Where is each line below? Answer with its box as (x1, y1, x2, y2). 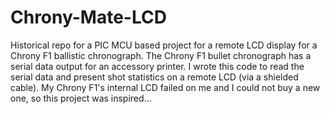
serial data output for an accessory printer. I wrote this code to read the (10, 60, 305, 72)
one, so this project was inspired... (10, 92, 152, 104)
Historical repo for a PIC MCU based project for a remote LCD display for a (10, 39, 318, 51)
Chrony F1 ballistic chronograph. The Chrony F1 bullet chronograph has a (10, 49, 312, 61)
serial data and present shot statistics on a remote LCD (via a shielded (10, 71, 299, 83)
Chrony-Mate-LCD (10, 6, 167, 29)
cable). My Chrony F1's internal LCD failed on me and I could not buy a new (10, 81, 321, 93)
